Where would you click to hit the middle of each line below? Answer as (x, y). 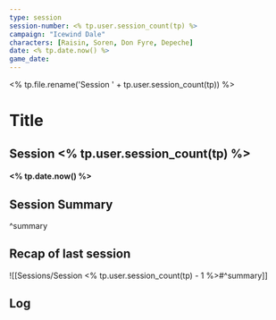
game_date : (29, 59)
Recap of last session (70, 254)
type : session (36, 17)
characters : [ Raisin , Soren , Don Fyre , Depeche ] (101, 42)
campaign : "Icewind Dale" (57, 34)
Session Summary (61, 204)
